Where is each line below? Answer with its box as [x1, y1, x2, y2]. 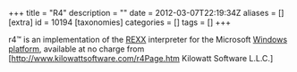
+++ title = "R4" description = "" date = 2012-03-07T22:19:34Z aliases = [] [8, 8, 284, 18]
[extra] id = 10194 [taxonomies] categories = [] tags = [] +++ [8, 17, 232, 28]
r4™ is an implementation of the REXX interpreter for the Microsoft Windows [8, 35, 288, 44]
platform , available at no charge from [8, 44, 145, 54]
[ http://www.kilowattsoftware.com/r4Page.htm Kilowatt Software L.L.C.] [8, 53, 274, 63]
